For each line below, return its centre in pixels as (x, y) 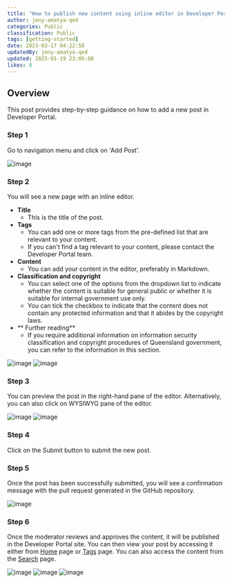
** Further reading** (46, 328)
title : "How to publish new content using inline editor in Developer (111, 14)
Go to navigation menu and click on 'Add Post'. (74, 150)
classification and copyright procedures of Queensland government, (125, 343)
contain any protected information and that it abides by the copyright (125, 313)
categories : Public (35, 26)
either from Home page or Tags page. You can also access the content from (115, 552)
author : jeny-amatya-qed (43, 20)
